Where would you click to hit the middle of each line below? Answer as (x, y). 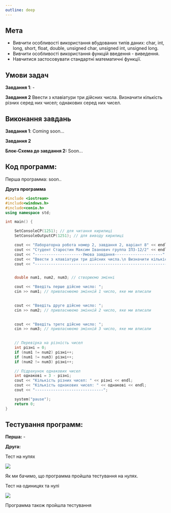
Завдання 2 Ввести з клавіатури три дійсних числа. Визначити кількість (84, 97)
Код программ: (31, 167)
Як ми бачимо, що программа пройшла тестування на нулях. (72, 476)
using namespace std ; (28, 213)
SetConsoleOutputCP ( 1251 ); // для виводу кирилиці (69, 236)
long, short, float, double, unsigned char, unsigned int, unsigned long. (85, 48)
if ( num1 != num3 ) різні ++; (44, 357)
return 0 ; (25, 404)
